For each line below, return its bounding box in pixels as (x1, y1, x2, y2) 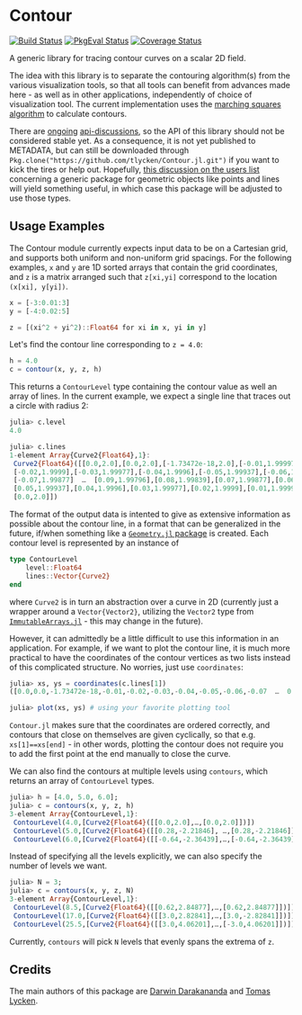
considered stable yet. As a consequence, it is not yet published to (9, 135, 256, 146)
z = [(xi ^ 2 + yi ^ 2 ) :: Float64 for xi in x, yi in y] (9, 323, 207, 332)
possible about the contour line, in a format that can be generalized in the (9, 518, 281, 529)
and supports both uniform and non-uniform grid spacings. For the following (9, 252, 292, 263)
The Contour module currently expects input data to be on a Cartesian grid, (9, 242, 289, 253)
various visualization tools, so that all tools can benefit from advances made (9, 79, 290, 90)
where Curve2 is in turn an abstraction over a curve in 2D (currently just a (9, 596, 279, 607)
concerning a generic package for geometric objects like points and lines (9, 173, 280, 184)
